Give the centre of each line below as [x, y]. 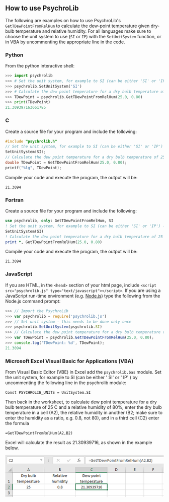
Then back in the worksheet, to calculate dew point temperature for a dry [81, 402]
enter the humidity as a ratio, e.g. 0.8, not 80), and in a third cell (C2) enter [82, 418]
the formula [17, 423]
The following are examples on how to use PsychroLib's [63, 20]
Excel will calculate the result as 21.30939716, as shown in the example [79, 443]
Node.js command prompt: [33, 301]
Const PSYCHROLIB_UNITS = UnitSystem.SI [48, 393]
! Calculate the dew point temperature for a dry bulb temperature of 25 [84, 237]
